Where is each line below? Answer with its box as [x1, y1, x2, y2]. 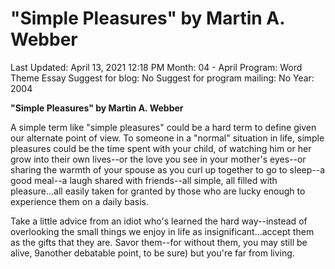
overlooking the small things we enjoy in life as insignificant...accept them [10, 225, 315, 237]
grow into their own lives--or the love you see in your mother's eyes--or [10, 153, 307, 165]
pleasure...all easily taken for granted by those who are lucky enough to [10, 185, 306, 197]
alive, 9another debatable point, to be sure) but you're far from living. [10, 247, 295, 259]
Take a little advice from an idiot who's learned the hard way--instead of [10, 215, 308, 227]
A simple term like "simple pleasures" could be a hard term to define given [10, 121, 317, 133]
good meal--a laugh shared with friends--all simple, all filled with [10, 174, 278, 186]
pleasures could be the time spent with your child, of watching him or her [10, 142, 312, 154]
